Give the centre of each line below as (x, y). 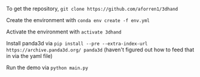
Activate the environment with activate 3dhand (64, 32)
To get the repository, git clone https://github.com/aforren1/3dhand (92, 9)
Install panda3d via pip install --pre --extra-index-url (77, 43)
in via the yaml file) (29, 56)
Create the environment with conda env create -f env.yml (78, 20)
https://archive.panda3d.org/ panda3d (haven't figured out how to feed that (100, 50)
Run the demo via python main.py (47, 67)
